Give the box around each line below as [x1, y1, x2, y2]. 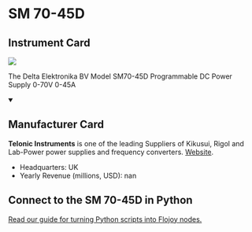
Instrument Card [8, 36, 91, 50]
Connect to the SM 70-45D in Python [8, 193, 193, 207]
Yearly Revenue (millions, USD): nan [19, 171, 137, 180]
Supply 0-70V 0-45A [8, 80, 76, 89]
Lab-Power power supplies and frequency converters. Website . [8, 147, 214, 157]
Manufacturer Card [8, 118, 105, 131]
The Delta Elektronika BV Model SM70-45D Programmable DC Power [8, 72, 232, 81]
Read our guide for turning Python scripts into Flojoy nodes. [8, 214, 202, 224]
